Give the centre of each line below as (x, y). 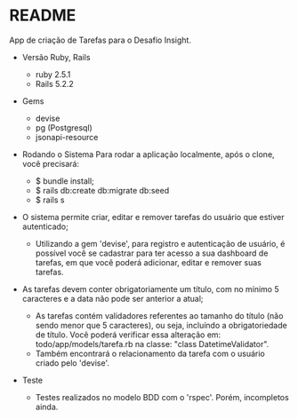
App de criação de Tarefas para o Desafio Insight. (100, 40)
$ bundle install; (65, 181)
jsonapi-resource (67, 137)
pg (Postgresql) (64, 127)
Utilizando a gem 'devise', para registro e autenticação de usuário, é (160, 243)
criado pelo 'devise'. (72, 363)
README (43, 16)
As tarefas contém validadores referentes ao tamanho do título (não (159, 315)
